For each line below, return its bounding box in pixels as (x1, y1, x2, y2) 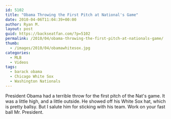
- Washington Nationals (10, 79, 60, 84)
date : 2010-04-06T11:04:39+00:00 (5, 17, 77, 22)
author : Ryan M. (5, 21, 40, 27)
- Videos (10, 60, 29, 65)
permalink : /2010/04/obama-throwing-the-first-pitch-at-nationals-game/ (5, 36, 164, 41)
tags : (5, 64, 17, 69)
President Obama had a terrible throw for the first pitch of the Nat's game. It (5, 92, 165, 99)
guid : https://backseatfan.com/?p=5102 (5, 31, 91, 36)
